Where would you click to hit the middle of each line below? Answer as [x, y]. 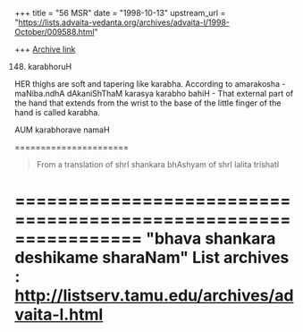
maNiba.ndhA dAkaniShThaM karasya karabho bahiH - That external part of [154, 94]
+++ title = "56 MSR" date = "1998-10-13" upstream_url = [120, 13]
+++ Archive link [45, 49]
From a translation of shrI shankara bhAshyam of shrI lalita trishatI [158, 164]
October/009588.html [55, 32]
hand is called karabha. [58, 112]
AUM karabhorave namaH [62, 130]
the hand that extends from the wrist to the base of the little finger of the [148, 103]
